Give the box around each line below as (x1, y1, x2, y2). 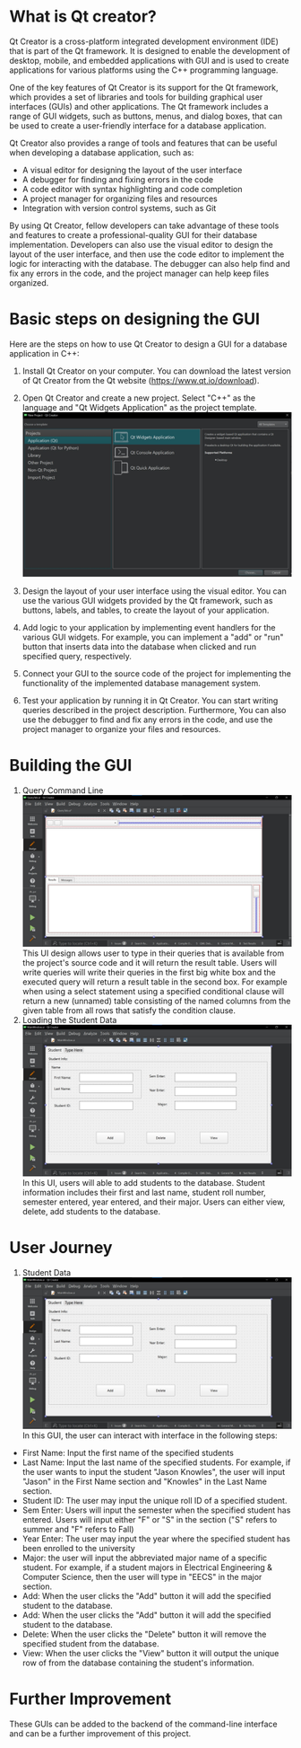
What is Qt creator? (9, 6, 157, 27)
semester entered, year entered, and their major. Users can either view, (21, 1196, 286, 1207)
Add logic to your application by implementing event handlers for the (21, 622, 276, 632)
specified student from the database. (21, 1638, 159, 1649)
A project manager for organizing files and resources (21, 193, 218, 204)
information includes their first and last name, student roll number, (21, 1187, 266, 1198)
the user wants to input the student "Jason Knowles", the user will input (21, 1467, 285, 1478)
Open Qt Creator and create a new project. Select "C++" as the (21, 393, 256, 403)
